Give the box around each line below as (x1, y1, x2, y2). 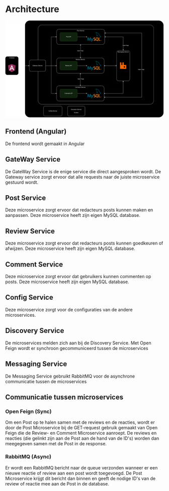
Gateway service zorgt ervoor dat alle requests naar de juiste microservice (5, 174, 160, 180)
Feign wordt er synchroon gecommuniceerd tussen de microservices (5, 345, 148, 351)
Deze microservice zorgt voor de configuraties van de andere (5, 306, 133, 312)
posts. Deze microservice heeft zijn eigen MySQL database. (5, 279, 129, 285)
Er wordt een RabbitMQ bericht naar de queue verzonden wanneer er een (5, 464, 158, 470)
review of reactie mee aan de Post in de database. (5, 480, 109, 486)
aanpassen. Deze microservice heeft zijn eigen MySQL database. (5, 212, 141, 218)
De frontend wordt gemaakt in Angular (5, 141, 85, 147)
